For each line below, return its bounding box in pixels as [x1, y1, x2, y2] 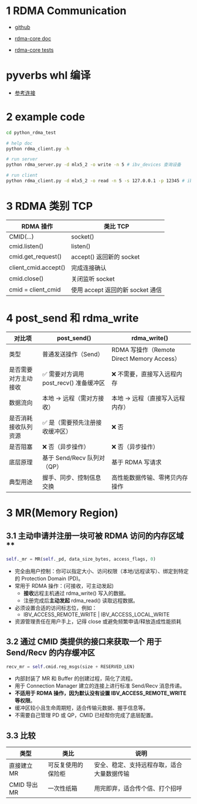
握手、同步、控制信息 [42, 473, 101, 481]
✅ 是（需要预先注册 [42, 418, 96, 427]
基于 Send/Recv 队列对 [42, 454, 106, 462]
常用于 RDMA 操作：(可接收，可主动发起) [14, 582, 114, 589]
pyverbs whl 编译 [6, 69, 91, 82]
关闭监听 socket [71, 274, 115, 283]
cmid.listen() [9, 242, 44, 250]
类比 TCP [103, 222, 130, 230]
